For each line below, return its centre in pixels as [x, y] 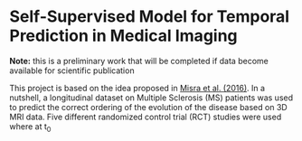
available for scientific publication [72, 70]
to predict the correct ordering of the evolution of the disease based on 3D [148, 107]
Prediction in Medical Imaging [123, 36]
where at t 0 [30, 127]
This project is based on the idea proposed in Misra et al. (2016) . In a [137, 88]
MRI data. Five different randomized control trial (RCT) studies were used [146, 117]
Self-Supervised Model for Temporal [150, 17]
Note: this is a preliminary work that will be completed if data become [139, 61]
